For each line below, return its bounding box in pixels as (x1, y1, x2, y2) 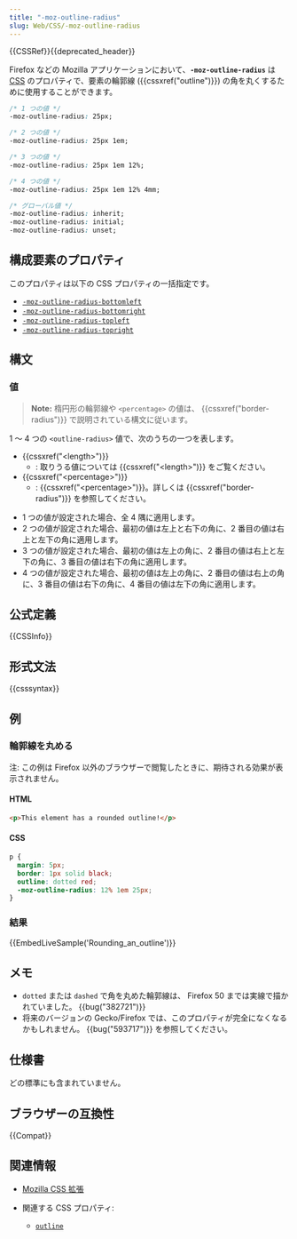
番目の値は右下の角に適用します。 (67, 556, 192, 567)
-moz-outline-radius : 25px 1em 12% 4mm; (9, 185, 161, 194)
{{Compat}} (9, 1131, 51, 1141)
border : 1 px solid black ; (17, 868, 113, 878)
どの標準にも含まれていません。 (9, 1077, 126, 1089)
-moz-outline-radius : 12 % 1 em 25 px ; (17, 885, 152, 894)
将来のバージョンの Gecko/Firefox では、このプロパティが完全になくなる (21, 1012, 288, 1023)
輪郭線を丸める (9, 739, 74, 752)
